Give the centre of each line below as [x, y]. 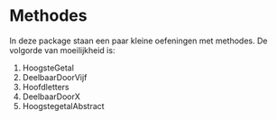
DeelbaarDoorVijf [55, 77]
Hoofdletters [46, 87]
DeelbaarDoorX [51, 97]
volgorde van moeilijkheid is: [62, 50]
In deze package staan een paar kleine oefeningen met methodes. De [138, 41]
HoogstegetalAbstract [64, 106]
